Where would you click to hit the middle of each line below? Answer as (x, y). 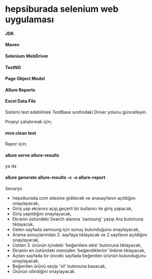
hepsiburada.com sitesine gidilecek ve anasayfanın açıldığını (74, 198)
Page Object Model (25, 79)
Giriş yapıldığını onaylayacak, (42, 213)
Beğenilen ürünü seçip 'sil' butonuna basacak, (59, 266)
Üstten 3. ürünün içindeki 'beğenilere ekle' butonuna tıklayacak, (77, 245)
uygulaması (30, 19)
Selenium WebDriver (27, 56)
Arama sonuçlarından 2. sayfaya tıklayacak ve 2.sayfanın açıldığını (80, 235)
